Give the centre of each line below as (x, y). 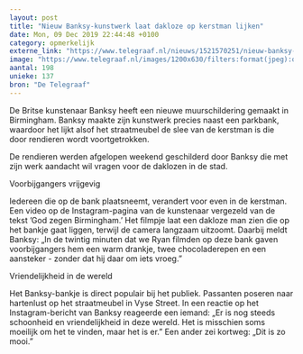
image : (22, 59)
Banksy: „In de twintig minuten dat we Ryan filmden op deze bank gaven (144, 239)
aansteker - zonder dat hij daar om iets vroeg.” (96, 259)
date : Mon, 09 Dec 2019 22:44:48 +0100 (84, 34)
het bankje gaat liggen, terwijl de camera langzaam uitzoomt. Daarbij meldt (148, 230)
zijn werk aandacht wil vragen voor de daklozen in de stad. (119, 166)
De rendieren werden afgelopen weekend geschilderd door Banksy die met (149, 156)
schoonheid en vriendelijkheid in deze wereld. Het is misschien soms (138, 322)
